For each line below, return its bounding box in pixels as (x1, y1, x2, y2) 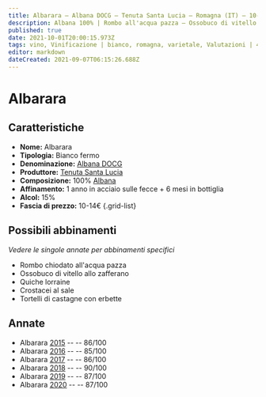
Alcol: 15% (19, 192, 56, 202)
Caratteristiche (8, 121, 85, 134)
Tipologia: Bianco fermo (19, 150, 101, 160)
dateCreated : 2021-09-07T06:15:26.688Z (8, 56, 140, 64)
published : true (8, 26, 62, 34)
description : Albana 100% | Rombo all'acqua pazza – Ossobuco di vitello (8, 19, 257, 27)
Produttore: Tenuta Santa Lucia (19, 167, 123, 176)
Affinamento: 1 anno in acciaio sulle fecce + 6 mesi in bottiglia (19, 183, 224, 194)
